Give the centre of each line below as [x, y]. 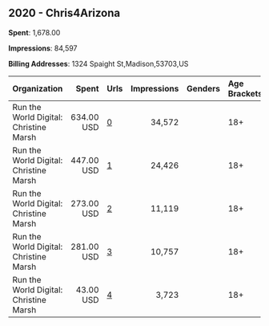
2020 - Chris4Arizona [64, 13]
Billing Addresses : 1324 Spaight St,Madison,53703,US [98, 63]
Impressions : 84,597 [43, 48]
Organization [38, 88]
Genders [203, 88]
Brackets [245, 93]
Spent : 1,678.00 [34, 32]
